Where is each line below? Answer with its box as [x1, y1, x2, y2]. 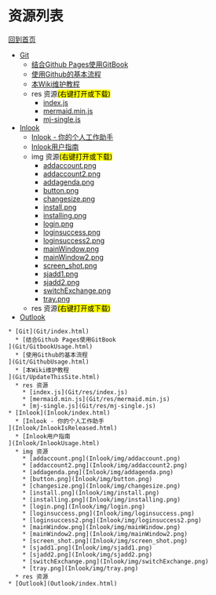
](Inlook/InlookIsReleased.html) [8, 424, 118, 432]
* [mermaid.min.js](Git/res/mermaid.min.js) [22, 395, 170, 403]
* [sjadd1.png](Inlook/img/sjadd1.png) [22, 543, 153, 552]
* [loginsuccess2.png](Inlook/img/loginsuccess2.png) [22, 516, 202, 524]
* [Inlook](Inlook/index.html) [8, 409, 111, 417]
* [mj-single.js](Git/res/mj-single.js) [22, 402, 156, 410]
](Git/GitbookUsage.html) [8, 342, 93, 350]
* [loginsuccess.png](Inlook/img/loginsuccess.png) [22, 509, 195, 517]
